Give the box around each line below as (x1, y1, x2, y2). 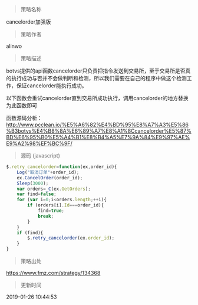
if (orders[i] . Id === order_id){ (27, 202, 104, 208)
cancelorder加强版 (6, 18, 51, 25)
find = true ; (37, 208, 65, 214)
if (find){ (16, 229, 44, 235)
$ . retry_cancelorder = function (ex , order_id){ (6, 164, 117, 170)
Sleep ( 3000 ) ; (16, 180, 49, 186)
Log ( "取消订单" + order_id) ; (16, 169, 80, 175)
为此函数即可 (6, 102, 37, 109)
